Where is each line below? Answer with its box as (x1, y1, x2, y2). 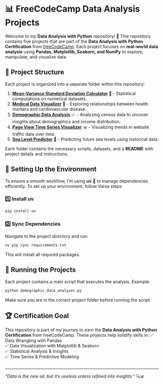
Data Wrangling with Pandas (5, 338, 62, 344)
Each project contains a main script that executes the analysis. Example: (5, 279, 150, 284)
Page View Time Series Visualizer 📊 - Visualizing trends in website (12, 124, 149, 130)
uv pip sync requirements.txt (5, 243, 67, 248)
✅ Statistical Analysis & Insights (5, 348, 69, 354)
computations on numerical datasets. (12, 96, 87, 101)
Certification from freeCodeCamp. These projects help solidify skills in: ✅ (5, 332, 154, 338)
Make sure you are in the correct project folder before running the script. (5, 297, 151, 303)
